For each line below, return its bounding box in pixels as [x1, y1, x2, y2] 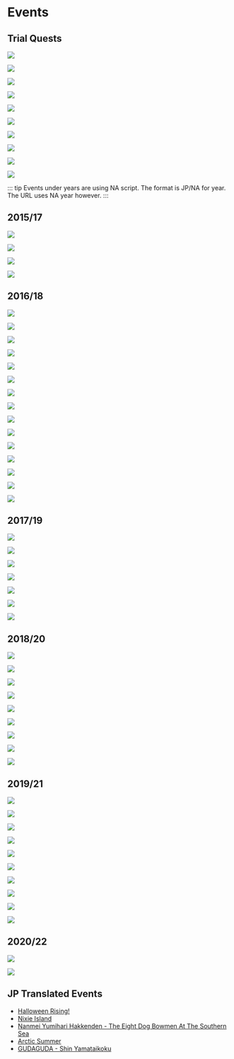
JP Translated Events [7, 988, 103, 1000]
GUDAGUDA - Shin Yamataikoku [17, 1044, 112, 1053]
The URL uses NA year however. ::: [7, 192, 109, 199]
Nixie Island [17, 1014, 52, 1022]
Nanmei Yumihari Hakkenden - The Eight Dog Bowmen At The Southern [17, 1022, 227, 1030]
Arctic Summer [17, 1036, 62, 1045]
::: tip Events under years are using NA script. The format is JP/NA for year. [7, 184, 226, 192]
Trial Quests [7, 33, 62, 45]
